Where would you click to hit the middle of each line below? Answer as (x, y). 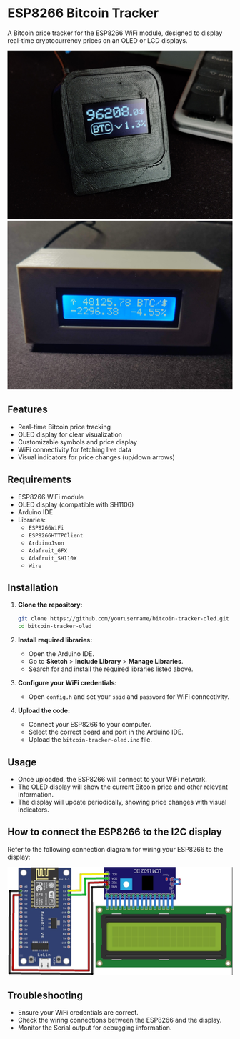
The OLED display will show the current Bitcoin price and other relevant (123, 787)
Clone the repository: (50, 605)
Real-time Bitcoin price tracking (64, 427)
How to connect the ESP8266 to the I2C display (115, 832)
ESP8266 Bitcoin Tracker (83, 13)
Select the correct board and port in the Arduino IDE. (106, 732)
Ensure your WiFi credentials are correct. (78, 1013)
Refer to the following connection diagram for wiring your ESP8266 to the (115, 849)
